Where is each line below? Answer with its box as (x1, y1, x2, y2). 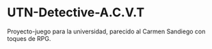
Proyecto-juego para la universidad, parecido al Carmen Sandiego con (7, 27, 206, 35)
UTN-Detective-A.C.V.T (7, 5, 145, 20)
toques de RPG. (7, 34, 51, 42)
